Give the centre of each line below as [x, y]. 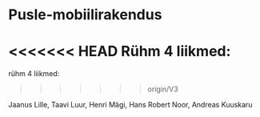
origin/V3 [163, 89]
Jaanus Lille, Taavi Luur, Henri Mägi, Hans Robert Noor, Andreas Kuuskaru [130, 105]
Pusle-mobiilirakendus [85, 15]
